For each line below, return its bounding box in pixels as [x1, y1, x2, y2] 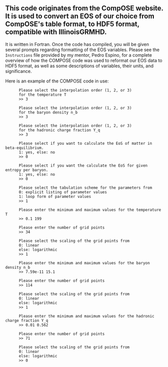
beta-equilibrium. [5, 145, 44, 150]
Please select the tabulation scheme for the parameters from [18, 185, 152, 190]
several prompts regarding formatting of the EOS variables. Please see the [5, 47, 160, 53]
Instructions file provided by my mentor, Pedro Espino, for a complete [5, 52, 152, 58]
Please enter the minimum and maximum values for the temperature [18, 207, 161, 212]
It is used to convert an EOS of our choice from [5, 12, 155, 21]
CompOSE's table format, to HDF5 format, [5, 20, 140, 28]
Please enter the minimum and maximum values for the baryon [18, 260, 150, 265]
